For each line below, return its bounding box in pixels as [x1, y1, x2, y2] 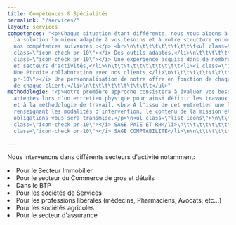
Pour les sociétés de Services [16, 189, 103, 197]
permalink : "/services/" [7, 17, 80, 24]
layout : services [7, 23, 58, 30]
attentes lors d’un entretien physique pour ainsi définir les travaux [13, 95, 228, 102]
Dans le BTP [16, 182, 51, 190]
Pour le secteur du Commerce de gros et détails [16, 174, 155, 182]
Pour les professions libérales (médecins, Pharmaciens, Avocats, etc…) [16, 196, 222, 205]
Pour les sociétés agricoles [16, 204, 95, 212]
